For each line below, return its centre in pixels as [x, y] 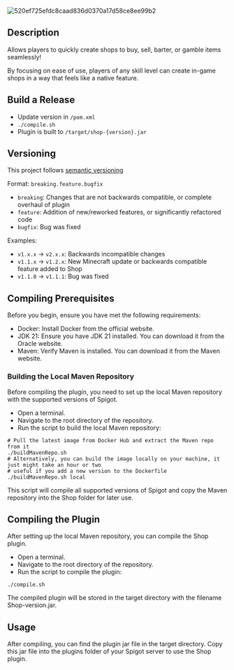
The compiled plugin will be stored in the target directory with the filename [115, 598]
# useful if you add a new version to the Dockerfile [87, 471]
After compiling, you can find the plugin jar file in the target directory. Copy [115, 644]
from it [19, 446]
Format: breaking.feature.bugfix [55, 184]
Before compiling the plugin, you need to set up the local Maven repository [115, 392]
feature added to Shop [50, 269]
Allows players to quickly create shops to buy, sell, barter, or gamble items [114, 50]
